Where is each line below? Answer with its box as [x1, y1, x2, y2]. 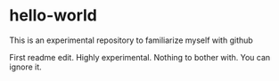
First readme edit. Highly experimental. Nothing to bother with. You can [9, 52, 271, 62]
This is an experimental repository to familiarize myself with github [9, 35, 254, 45]
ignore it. [9, 61, 42, 72]
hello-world [9, 5, 98, 26]
